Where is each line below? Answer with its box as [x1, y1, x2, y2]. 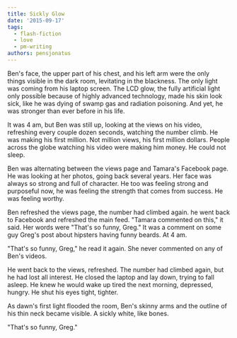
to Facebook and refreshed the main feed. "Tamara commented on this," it [7, 215, 224, 223]
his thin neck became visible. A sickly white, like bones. [7, 309, 169, 317]
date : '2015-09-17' [7, 17, 65, 24]
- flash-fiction [13, 30, 62, 37]
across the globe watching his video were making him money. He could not [7, 143, 226, 151]
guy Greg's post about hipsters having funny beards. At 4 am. [7, 231, 187, 239]
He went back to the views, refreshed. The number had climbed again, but [7, 265, 224, 274]
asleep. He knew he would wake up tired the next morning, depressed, [7, 280, 214, 289]
